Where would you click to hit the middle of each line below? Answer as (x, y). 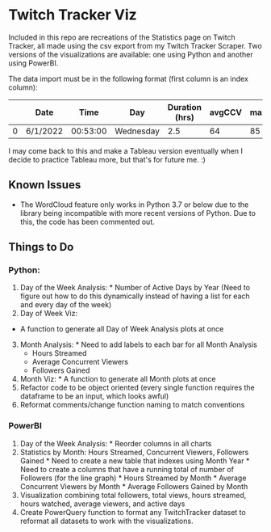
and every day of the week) (66, 305)
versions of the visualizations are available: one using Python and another (131, 54)
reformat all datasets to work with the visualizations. (106, 521)
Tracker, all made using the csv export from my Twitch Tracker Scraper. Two (135, 45)
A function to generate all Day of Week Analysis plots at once (122, 329)
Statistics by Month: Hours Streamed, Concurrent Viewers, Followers (134, 452)
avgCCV (225, 112)
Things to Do (41, 247)
